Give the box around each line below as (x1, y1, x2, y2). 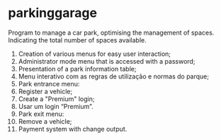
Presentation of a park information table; (18, 64, 137, 73)
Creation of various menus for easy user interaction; (18, 49, 171, 58)
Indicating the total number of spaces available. (8, 35, 147, 44)
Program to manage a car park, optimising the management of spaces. (8, 28, 215, 37)
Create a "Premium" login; (18, 94, 95, 103)
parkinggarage (8, 5, 98, 21)
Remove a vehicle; (18, 117, 72, 125)
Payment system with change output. (18, 124, 127, 133)
